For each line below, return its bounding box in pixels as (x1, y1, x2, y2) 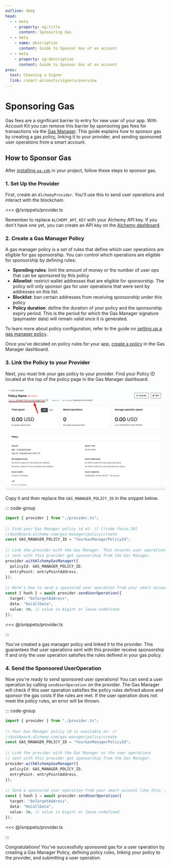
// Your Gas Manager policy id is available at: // (5, 729, 117, 734)
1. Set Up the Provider (5, 180, 60, 187)
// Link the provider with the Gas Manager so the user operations (5, 750, 152, 756)
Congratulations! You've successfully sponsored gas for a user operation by (5, 844, 165, 850)
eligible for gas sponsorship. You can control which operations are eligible (5, 252, 161, 258)
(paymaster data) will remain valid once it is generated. (12, 316, 128, 322)
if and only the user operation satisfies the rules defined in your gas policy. (5, 652, 162, 658)
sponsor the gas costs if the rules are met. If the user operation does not (5, 692, 158, 699)
